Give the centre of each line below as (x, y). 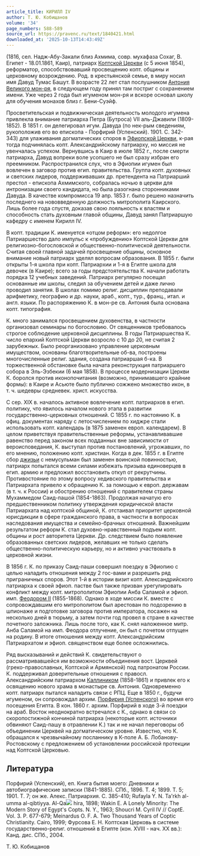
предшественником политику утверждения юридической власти (90, 504)
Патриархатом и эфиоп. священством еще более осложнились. (88, 643)
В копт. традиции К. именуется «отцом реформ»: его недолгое (86, 232)
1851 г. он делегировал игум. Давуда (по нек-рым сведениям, (107, 125)
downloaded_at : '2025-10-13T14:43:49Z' (56, 40)
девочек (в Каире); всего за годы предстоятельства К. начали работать (98, 271)
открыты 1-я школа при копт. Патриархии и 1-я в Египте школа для (91, 264)
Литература (30, 769)
